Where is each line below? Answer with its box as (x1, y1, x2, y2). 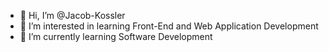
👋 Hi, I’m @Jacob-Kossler (19, 10, 126, 21)
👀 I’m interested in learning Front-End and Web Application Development (19, 20, 319, 32)
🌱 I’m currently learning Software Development (19, 31, 213, 42)
